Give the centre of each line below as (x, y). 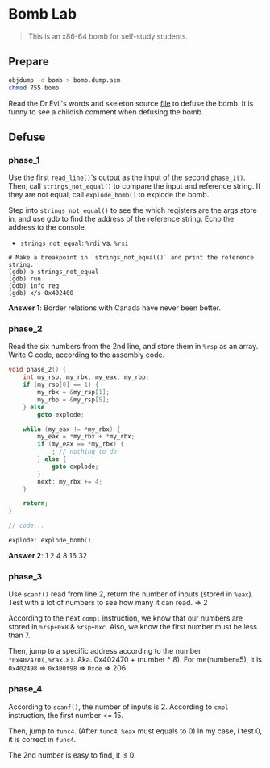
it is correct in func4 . (42, 739)
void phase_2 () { (37, 370)
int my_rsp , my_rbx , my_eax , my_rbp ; (86, 377)
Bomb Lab (43, 14)
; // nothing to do (84, 452)
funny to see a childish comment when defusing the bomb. (106, 112)
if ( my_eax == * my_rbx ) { (81, 444)
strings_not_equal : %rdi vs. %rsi (74, 243)
